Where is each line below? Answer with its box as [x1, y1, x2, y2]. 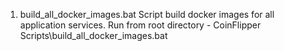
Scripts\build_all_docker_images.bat [19, 30, 168, 41]
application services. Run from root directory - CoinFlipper [19, 19, 262, 31]
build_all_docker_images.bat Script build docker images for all [19, 9, 275, 20]
